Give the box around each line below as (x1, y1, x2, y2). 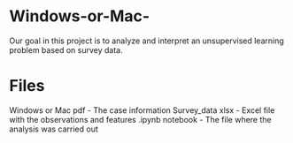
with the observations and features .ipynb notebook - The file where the (9, 114, 272, 124)
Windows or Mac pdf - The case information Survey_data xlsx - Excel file (9, 104, 275, 116)
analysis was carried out (9, 124, 99, 134)
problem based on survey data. (9, 44, 123, 55)
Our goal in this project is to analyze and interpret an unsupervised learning (9, 35, 285, 46)
